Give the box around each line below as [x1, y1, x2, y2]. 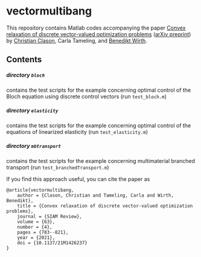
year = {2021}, [17, 235, 56, 241]
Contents [6, 54, 42, 65]
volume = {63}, [17, 219, 56, 225]
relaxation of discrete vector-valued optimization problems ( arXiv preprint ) [6, 30, 191, 37]
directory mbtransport [6, 142, 62, 149]
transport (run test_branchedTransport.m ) [6, 164, 110, 171]
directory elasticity [6, 107, 59, 114]
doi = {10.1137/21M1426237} [17, 240, 88, 246]
